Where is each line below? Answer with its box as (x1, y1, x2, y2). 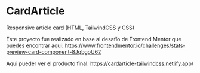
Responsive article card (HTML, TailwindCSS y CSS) (6, 24, 135, 31)
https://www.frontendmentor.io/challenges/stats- (64, 42, 186, 49)
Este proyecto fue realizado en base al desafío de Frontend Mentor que (6, 35, 181, 42)
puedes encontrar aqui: (6, 42, 64, 49)
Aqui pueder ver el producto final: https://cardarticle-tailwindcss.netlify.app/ (6, 60, 194, 67)
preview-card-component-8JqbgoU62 (6, 48, 101, 55)
